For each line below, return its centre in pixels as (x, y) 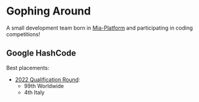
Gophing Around (49, 11)
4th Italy (34, 92)
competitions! (23, 34)
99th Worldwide (44, 86)
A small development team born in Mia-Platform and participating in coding (99, 28)
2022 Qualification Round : (47, 79)
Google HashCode (41, 53)
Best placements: (28, 68)
